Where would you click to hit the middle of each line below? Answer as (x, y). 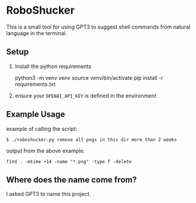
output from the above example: (46, 151)
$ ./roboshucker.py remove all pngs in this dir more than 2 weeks (92, 140)
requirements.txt (35, 84)
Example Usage (36, 115)
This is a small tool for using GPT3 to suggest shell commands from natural (98, 27)
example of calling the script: (42, 129)
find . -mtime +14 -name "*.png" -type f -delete (69, 161)
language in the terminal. (37, 33)
